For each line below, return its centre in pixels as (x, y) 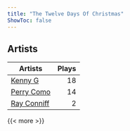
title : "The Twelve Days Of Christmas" (66, 14)
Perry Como (31, 92)
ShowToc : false (30, 20)
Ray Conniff (30, 104)
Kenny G (25, 80)
